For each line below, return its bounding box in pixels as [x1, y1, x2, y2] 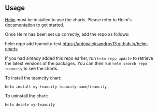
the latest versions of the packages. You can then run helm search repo [5, 60, 147, 66]
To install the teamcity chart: [5, 75, 62, 80]
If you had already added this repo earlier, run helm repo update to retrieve [5, 55, 154, 61]
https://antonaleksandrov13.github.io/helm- [62, 41, 149, 47]
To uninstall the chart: [5, 93, 48, 98]
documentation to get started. [5, 22, 64, 28]
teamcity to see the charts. [5, 65, 59, 71]
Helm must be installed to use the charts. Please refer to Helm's [5, 16, 132, 22]
